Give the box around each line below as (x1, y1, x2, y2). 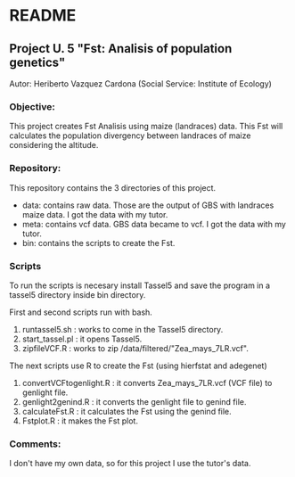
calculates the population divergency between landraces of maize (9, 130, 251, 141)
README (9, 5, 77, 26)
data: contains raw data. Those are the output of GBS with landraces (21, 200, 275, 210)
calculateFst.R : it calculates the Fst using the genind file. (21, 406, 232, 416)
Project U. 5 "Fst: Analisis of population (9, 41, 233, 56)
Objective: (9, 100, 55, 112)
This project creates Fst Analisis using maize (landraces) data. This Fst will (9, 121, 283, 132)
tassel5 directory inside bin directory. (9, 289, 146, 300)
